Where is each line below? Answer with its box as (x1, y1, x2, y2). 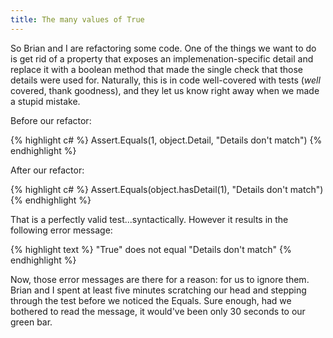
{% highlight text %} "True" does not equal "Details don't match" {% (10, 243, 292, 255)
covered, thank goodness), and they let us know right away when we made (10, 84, 320, 96)
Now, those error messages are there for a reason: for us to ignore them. (10, 273, 310, 285)
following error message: (10, 224, 113, 236)
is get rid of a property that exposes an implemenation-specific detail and (10, 52, 314, 65)
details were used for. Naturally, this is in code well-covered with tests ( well (10, 74, 321, 86)
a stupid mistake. (10, 95, 81, 107)
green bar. (10, 316, 53, 328)
